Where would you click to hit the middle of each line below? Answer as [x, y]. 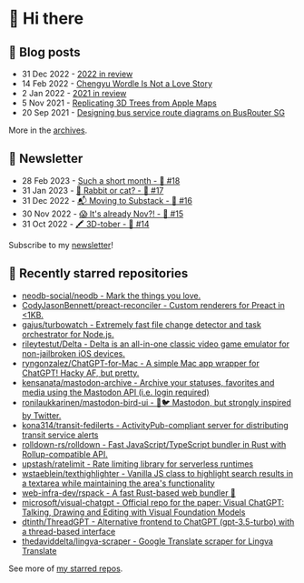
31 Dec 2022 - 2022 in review [77, 74]
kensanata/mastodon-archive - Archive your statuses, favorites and [148, 382]
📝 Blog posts [44, 52]
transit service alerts [60, 435]
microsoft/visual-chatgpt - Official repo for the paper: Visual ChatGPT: [153, 502]
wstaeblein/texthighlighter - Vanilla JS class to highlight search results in [157, 473]
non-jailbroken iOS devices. [74, 353]
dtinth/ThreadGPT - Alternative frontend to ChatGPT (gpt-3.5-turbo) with [158, 521]
